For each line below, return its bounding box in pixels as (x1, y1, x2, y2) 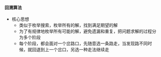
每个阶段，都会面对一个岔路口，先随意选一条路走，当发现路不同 (19, 40, 148, 46)
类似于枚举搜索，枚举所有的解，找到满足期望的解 (19, 22, 118, 28)
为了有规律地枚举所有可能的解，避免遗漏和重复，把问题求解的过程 (19, 28, 152, 34)
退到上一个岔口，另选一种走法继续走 (36, 47, 110, 53)
